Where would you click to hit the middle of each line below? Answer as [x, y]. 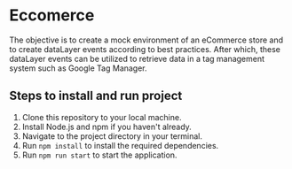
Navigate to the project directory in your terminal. [112, 136]
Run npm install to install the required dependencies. [120, 145]
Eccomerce [52, 15]
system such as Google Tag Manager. [79, 68]
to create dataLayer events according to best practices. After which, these [145, 49]
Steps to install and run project [96, 96]
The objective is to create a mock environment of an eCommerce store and [146, 40]
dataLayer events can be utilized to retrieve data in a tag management [137, 58]
